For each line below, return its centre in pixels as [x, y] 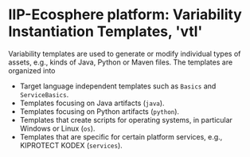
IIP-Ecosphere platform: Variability [125, 15]
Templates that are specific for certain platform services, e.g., [121, 136]
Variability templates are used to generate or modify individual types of [125, 53]
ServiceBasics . [44, 94]
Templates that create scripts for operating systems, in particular [126, 120]
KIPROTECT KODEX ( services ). [71, 145]
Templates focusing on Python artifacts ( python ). [100, 111]
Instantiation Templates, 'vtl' [105, 31]
